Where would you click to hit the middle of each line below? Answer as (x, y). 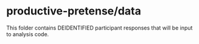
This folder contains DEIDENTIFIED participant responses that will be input (100, 28)
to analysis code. (28, 34)
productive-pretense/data (74, 11)
